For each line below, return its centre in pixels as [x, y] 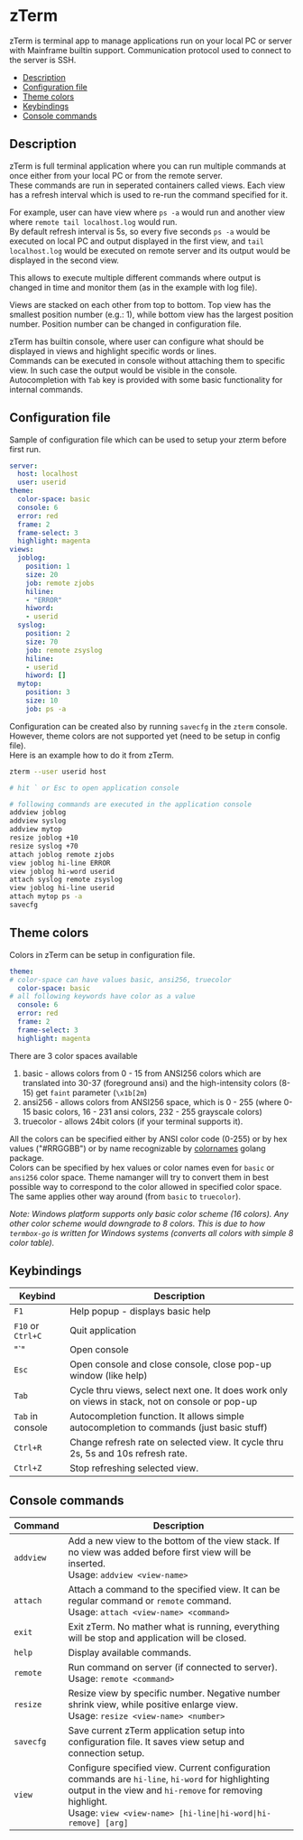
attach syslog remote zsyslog [66, 880]
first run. [25, 449]
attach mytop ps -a [46, 897]
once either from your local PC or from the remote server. [116, 175]
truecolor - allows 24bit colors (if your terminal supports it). [133, 1121]
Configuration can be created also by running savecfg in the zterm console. [148, 726]
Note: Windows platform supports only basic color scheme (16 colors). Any [149, 1213]
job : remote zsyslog [64, 650]
